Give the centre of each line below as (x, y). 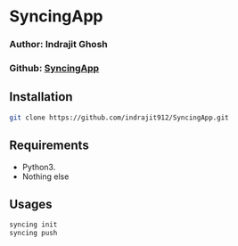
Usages (31, 204)
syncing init (33, 225)
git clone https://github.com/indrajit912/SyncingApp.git (119, 118)
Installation (41, 97)
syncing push (33, 234)
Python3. (39, 167)
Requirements (49, 146)
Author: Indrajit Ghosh (59, 45)
